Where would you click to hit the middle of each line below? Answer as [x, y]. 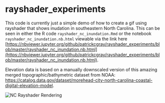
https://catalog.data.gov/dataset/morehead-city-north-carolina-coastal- [79, 80]
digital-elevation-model [29, 85]
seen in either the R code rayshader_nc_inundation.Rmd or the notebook [78, 33]
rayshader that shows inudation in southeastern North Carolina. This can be [83, 28]
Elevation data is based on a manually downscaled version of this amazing [81, 69]
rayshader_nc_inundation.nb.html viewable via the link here [66, 39]
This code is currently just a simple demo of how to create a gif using [76, 23]
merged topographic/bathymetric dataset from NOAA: [60, 75]
